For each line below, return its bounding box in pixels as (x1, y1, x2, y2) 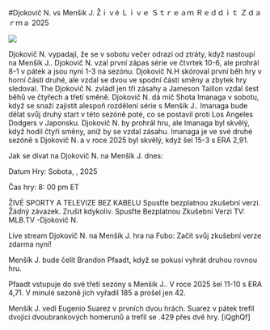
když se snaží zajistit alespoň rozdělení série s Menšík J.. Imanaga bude (8, 101, 248, 110)
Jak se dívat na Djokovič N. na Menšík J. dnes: (8, 151, 163, 160)
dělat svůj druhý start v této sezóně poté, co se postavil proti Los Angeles (8, 109, 253, 119)
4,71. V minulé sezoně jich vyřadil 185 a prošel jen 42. (8, 288, 186, 298)
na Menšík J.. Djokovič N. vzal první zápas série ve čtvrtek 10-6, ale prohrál (8, 58, 259, 67)
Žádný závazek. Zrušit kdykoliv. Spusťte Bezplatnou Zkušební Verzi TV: (8, 206, 245, 216)
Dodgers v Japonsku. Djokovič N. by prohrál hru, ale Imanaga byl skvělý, (8, 118, 251, 128)
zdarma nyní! (8, 239, 53, 249)
